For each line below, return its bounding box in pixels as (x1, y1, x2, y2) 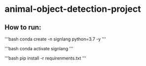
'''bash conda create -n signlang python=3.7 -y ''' (4, 36, 106, 42)
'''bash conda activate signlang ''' (4, 46, 73, 51)
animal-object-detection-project (4, 3, 141, 15)
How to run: (4, 23, 41, 32)
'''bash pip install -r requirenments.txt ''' (4, 55, 87, 61)
